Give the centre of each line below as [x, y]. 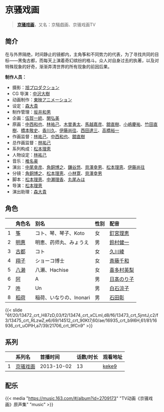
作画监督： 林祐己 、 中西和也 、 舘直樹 [49, 136]
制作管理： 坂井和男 [31, 112]
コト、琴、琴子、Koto [60, 233]
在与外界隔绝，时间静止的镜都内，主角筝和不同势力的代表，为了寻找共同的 [80, 54]
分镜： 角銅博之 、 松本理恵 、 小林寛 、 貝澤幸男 [57, 173]
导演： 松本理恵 [27, 185]
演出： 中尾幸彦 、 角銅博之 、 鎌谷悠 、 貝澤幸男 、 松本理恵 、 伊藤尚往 [78, 167]
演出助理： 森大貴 [29, 191]
